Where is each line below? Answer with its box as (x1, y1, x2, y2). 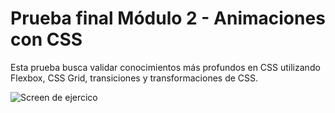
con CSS (10, 28, 83, 51)
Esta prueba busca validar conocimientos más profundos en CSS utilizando (10, 61, 321, 73)
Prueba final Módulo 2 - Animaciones (10, 7, 326, 30)
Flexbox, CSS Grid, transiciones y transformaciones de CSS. (10, 72, 259, 84)
